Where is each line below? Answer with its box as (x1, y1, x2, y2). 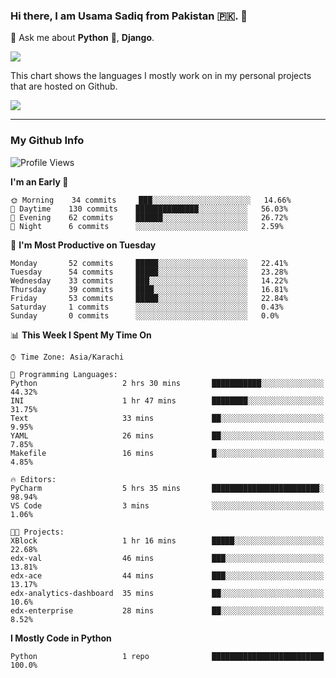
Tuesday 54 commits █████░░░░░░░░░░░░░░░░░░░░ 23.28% (10, 267, 288, 277)
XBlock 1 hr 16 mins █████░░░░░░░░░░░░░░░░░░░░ (10, 535, 325, 546)
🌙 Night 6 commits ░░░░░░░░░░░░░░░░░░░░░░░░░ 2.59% (10, 221, 284, 231)
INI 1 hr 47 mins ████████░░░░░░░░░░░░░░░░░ (10, 395, 325, 406)
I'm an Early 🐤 (10, 175, 69, 188)
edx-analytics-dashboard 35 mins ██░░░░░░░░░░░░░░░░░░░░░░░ (10, 588, 325, 598)
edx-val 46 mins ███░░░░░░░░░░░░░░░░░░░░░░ (10, 553, 325, 563)
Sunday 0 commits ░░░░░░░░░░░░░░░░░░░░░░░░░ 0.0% (10, 310, 280, 321)
